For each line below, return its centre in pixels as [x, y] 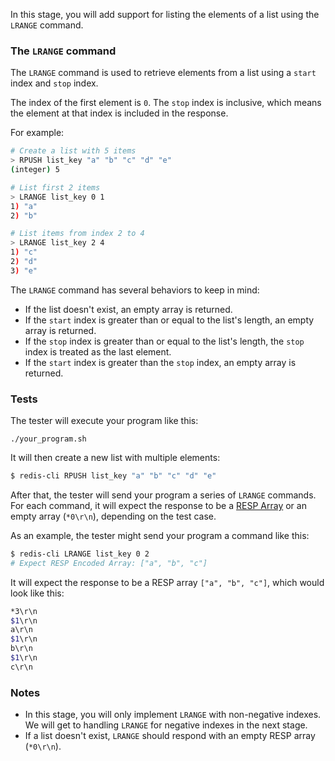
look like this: [37, 593]
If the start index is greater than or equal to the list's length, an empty [169, 320]
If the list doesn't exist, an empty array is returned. [128, 309]
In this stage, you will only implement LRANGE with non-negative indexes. [173, 715]
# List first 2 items [55, 187]
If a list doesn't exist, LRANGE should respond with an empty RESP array [170, 736]
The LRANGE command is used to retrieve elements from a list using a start [163, 73]
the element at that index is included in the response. [119, 113]
